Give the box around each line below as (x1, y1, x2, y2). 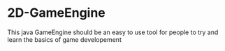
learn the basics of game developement (7, 35, 122, 43)
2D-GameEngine (7, 5, 106, 21)
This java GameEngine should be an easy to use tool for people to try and (7, 28, 219, 36)
